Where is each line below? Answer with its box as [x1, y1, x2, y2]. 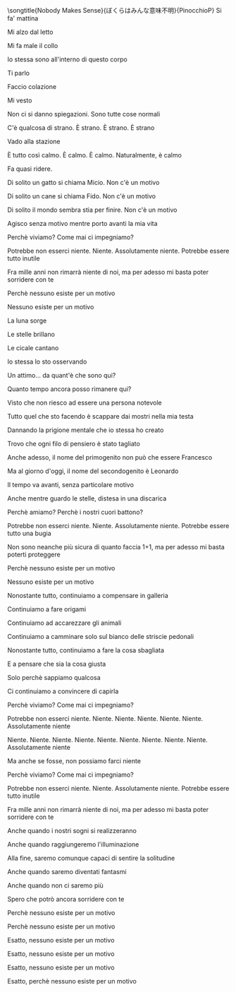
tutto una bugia [7, 529, 51, 537]
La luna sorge [7, 316, 47, 325]
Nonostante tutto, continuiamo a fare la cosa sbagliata [7, 646, 164, 655]
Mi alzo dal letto [7, 28, 54, 36]
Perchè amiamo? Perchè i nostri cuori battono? [7, 508, 143, 516]
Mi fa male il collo [7, 42, 58, 49]
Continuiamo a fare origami [7, 605, 87, 613]
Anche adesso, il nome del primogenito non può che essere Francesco [7, 453, 213, 461]
